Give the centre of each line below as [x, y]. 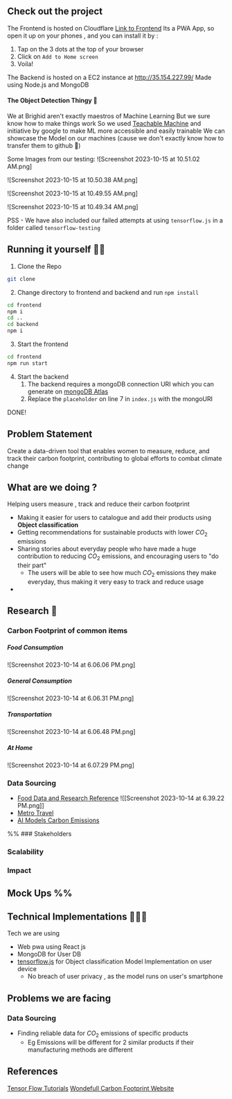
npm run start [28, 363]
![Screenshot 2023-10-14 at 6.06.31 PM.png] [71, 699]
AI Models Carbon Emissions [58, 820]
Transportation [29, 714]
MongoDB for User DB [49, 954]
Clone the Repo [39, 266]
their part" [32, 565]
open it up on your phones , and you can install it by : [83, 35]
